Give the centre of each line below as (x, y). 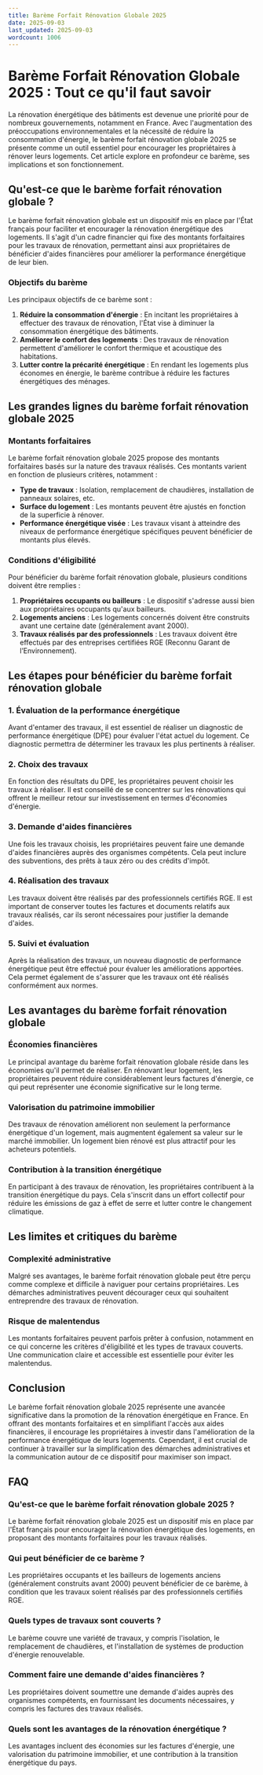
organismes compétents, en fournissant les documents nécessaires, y (121, 1700)
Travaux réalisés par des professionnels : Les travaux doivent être (128, 634)
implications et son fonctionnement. (66, 165)
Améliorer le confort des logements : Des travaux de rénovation (124, 340)
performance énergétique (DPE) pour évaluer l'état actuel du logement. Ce (129, 736)
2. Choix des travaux (48, 764)
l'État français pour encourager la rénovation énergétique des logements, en (131, 1529)
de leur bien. (29, 262)
